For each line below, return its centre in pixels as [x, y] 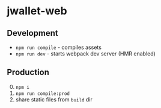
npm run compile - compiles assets [58, 47]
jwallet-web [37, 11]
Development [33, 33]
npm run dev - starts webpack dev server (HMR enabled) [85, 54]
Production [28, 72]
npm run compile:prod [42, 94]
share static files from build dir [54, 99]
